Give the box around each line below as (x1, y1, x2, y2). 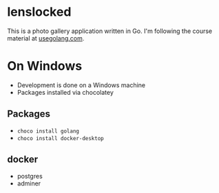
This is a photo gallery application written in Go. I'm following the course (7, 27, 213, 35)
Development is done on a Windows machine (17, 80, 146, 89)
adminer (17, 179, 41, 188)
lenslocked (7, 4, 72, 20)
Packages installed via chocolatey (17, 88, 114, 96)
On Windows (7, 58, 83, 74)
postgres (17, 172, 43, 180)
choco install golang (17, 128, 79, 135)
